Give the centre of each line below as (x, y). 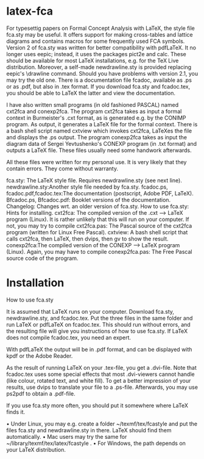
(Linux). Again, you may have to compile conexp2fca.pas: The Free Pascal (100, 251)
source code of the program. (42, 258)
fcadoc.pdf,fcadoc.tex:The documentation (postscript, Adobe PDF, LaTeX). (100, 193)
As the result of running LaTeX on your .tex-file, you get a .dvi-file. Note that (101, 367)
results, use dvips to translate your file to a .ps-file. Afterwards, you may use (102, 387)
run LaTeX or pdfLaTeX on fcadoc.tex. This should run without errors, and (98, 324)
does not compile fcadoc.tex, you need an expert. (69, 338)
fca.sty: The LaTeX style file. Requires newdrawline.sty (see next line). (94, 180)
